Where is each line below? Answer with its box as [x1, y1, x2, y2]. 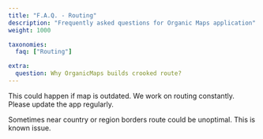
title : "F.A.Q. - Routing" [8, 11, 97, 20]
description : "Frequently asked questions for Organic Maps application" [8, 19, 257, 27]
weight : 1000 [8, 26, 51, 34]
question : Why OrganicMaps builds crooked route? [15, 69, 182, 77]
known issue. [8, 123, 51, 133]
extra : [8, 62, 30, 70]
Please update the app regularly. [8, 100, 115, 109]
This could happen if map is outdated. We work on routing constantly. [8, 91, 235, 100]
